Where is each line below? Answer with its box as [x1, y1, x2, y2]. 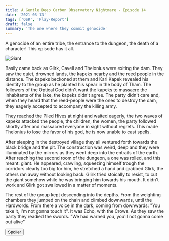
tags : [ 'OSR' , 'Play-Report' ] [5, 17, 69, 22]
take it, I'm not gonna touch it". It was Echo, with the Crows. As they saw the [5, 208, 164, 214]
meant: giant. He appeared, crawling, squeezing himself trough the [5, 160, 145, 166]
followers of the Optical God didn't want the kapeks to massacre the [5, 87, 148, 93]
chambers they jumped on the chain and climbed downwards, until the [5, 197, 152, 203]
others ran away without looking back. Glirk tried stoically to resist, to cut [5, 171, 158, 178]
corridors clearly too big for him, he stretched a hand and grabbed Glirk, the [5, 166, 163, 172]
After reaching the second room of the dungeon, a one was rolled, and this [5, 155, 161, 161]
